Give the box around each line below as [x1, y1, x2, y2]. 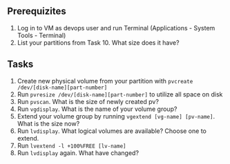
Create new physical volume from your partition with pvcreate [17, 76, 193, 85]
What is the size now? [17, 119, 80, 127]
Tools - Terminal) [17, 31, 66, 39]
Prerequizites [7, 6, 67, 17]
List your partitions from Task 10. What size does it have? [17, 38, 180, 47]
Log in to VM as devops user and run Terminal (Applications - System [17, 23, 215, 32]
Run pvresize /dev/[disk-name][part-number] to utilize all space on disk [17, 90, 223, 99]
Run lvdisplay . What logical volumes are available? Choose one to [17, 127, 207, 135]
